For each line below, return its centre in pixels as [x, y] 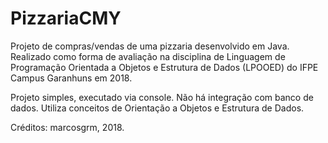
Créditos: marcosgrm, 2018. [67, 127]
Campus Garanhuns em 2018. [71, 78]
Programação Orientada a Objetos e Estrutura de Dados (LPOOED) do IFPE [164, 67]
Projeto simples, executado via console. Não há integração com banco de [162, 97]
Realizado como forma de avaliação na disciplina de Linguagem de [148, 56]
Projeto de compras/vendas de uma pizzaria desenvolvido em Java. [150, 46]
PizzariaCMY [66, 18]
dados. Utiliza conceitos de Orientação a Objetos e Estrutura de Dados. [157, 108]
